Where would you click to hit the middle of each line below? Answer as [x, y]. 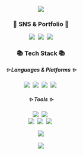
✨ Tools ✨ [41, 99]
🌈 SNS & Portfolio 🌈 [41, 24]
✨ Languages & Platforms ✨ [41, 70]
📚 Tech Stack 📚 [41, 53]
